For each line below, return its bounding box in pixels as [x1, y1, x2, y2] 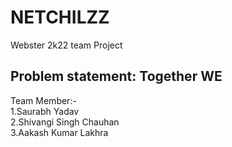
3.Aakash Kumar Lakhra [10, 126, 109, 138]
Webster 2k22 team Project [10, 39, 123, 51]
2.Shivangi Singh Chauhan [10, 116, 120, 128]
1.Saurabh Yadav [10, 105, 80, 117]
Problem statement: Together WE [10, 68, 223, 85]
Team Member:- [10, 94, 77, 106]
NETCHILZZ [10, 6, 110, 29]
